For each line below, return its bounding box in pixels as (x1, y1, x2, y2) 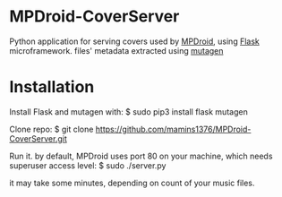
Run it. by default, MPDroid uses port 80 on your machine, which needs (9, 150, 273, 161)
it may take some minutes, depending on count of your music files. (9, 177, 255, 188)
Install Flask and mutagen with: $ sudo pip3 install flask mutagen (9, 106, 248, 117)
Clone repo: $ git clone (9, 124, 94, 134)
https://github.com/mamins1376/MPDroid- (95, 124, 252, 134)
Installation (9, 77, 95, 98)
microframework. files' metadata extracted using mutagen (9, 45, 224, 56)
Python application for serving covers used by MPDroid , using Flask (9, 36, 260, 47)
